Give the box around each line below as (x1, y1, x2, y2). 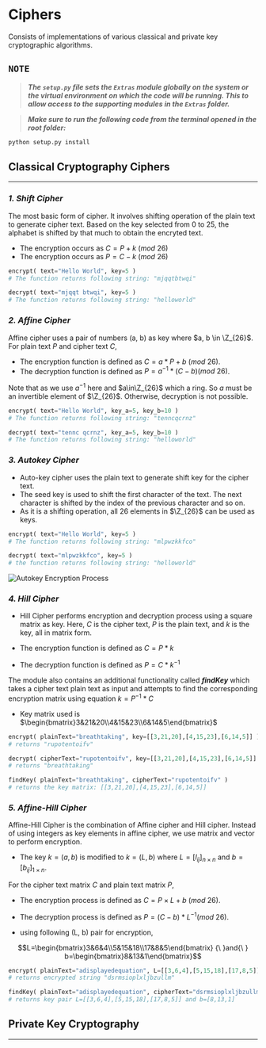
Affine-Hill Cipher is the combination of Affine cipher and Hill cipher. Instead (8, 820, 256, 830)
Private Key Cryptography (8, 1017, 140, 1031)
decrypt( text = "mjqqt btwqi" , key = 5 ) (8, 289, 136, 296)
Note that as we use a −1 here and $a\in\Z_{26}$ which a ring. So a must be (8, 382, 253, 392)
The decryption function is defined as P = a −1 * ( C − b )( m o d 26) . (19, 365, 230, 376)
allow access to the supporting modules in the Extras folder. (27, 99, 230, 109)
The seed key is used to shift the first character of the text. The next (19, 489, 242, 499)
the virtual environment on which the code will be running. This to (27, 90, 249, 100)
